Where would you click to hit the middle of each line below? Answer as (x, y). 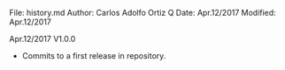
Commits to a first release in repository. (94, 56)
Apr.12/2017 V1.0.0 (42, 39)
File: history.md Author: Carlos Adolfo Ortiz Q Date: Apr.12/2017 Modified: (142, 13)
